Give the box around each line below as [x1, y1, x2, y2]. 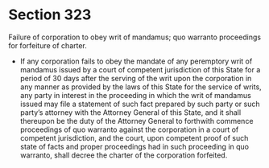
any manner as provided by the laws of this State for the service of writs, [19, 82, 262, 92]
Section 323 [8, 6, 92, 24]
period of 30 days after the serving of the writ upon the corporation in [19, 73, 252, 83]
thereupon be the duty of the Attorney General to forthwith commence [19, 116, 254, 125]
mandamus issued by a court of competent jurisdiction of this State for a [19, 64, 261, 74]
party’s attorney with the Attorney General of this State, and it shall [19, 107, 242, 117]
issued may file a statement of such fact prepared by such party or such [19, 99, 260, 109]
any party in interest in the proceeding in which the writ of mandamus [19, 90, 251, 100]
